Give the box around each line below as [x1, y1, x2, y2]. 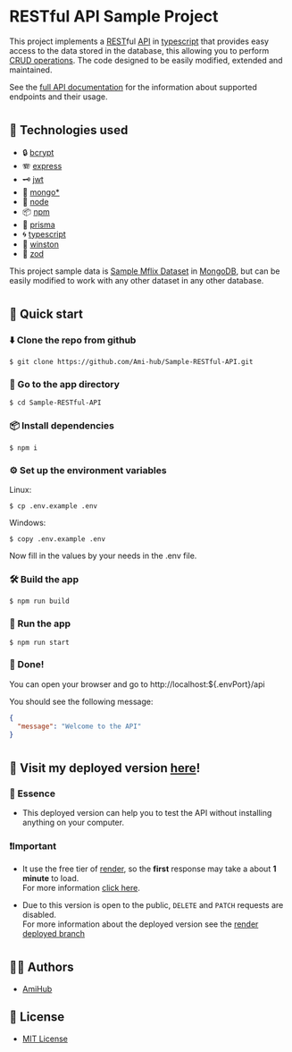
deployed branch [21, 929, 86, 939]
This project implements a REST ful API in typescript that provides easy [9, 36, 270, 47]
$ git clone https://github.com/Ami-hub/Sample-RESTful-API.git [9, 358, 254, 367]
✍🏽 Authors [9, 960, 74, 975]
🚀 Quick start [9, 306, 83, 321]
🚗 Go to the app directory [9, 378, 121, 390]
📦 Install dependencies [9, 420, 114, 432]
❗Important [9, 839, 56, 852]
